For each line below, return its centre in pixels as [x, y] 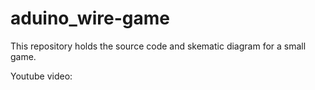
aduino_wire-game [90, 18]
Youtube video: [41, 76]
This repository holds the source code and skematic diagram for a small [158, 46]
